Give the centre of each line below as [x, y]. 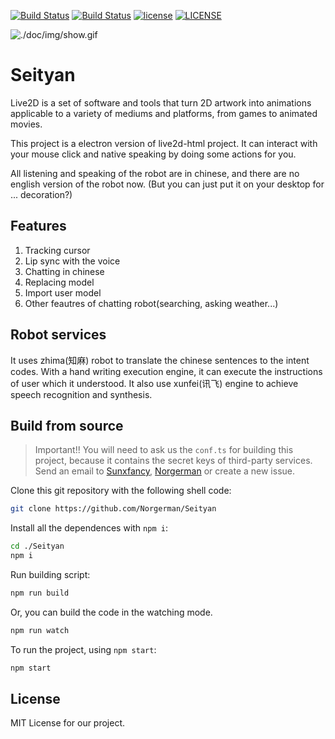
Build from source [67, 425]
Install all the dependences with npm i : [89, 528]
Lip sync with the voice [72, 261]
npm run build [40, 593]
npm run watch [40, 630]
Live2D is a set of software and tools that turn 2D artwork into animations [161, 102]
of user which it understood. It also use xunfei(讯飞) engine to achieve [154, 383]
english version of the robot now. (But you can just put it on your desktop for [167, 184]
